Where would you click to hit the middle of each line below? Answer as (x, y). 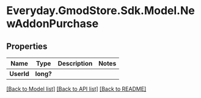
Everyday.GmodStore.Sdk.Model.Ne (101, 11)
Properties (27, 46)
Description (75, 63)
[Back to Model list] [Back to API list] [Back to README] (76, 89)
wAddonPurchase (53, 24)
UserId (19, 74)
